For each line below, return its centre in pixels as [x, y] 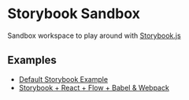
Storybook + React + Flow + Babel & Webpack [94, 87]
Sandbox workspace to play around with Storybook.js [94, 35]
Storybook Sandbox [74, 14]
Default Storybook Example [63, 79]
